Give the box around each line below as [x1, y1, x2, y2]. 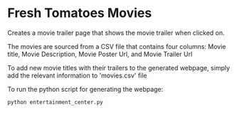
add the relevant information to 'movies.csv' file [7, 71, 147, 80]
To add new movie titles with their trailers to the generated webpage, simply [7, 63, 230, 72]
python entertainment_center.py [7, 98, 103, 106]
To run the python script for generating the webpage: [7, 85, 164, 93]
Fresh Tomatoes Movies [7, 5, 152, 21]
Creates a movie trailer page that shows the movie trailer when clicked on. [7, 28, 226, 37]
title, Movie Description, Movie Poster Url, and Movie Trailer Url [7, 50, 193, 58]
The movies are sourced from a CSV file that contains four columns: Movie [7, 42, 226, 50]
